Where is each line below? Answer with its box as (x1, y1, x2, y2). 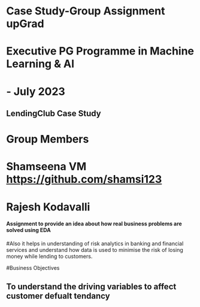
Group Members (6, 133, 89, 146)
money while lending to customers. (6, 252, 93, 260)
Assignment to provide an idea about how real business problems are (6, 220, 183, 227)
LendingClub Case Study (6, 108, 101, 118)
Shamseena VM (6, 160, 87, 173)
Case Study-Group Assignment (6, 4, 165, 18)
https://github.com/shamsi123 (6, 173, 162, 186)
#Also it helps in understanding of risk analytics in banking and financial (6, 240, 184, 247)
